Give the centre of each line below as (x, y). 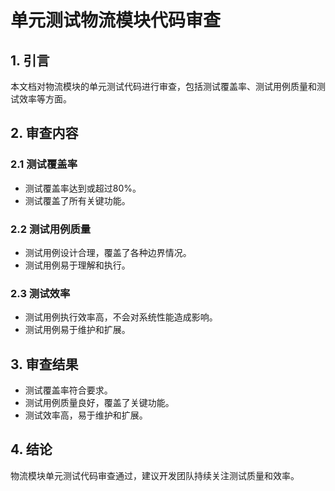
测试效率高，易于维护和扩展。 (86, 415)
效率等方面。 (45, 99)
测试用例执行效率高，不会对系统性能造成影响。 (121, 317)
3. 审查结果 (44, 364)
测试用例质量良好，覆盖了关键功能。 (99, 403)
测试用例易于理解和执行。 (77, 265)
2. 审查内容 (44, 133)
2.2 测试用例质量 (51, 229)
